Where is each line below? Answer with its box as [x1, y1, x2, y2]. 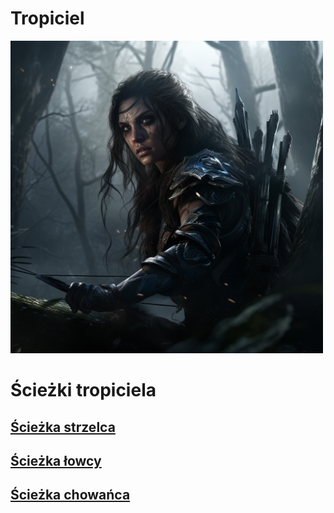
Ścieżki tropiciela [10, 379, 157, 402]
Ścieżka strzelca [10, 418, 116, 436]
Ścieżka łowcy [10, 452, 102, 469]
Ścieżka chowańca [10, 487, 131, 504]
